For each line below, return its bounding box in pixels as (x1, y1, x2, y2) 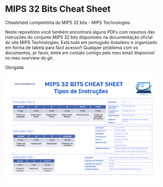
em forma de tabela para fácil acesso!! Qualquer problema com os (5, 44, 138, 50)
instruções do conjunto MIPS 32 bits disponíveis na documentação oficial (5, 34, 153, 40)
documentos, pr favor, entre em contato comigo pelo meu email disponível (5, 50, 155, 56)
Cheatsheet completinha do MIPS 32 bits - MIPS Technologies (5, 20, 130, 25)
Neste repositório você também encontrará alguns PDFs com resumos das (5, 29, 155, 35)
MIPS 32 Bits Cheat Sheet (5, 3, 111, 15)
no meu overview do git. (5, 55, 54, 61)
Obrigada (5, 64, 24, 70)
